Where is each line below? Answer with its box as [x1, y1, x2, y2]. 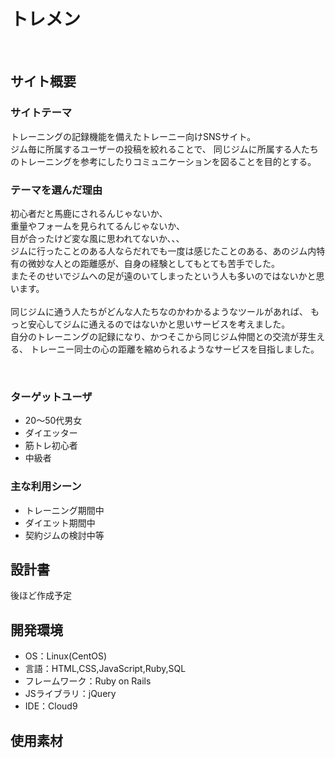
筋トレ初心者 [24, 440, 78, 452]
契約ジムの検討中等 [24, 529, 105, 541]
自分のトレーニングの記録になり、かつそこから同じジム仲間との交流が [10, 330, 300, 342]
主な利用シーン [10, 480, 82, 494]
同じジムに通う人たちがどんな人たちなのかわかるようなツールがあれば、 [10, 305, 308, 317]
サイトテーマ [10, 106, 73, 120]
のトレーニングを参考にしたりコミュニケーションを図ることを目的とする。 [10, 155, 317, 167]
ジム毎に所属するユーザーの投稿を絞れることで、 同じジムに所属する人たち [10, 143, 319, 155]
